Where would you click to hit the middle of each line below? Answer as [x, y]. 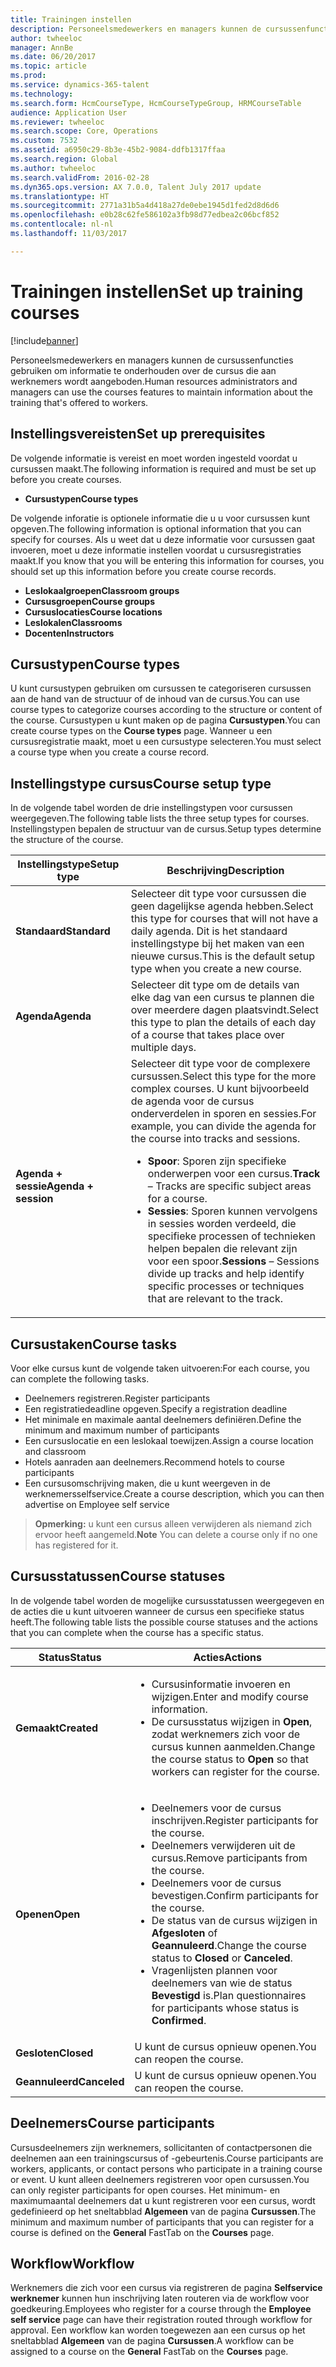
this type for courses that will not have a [224, 919]
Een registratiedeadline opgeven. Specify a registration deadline [156, 1408]
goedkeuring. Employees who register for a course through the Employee [161, 2309]
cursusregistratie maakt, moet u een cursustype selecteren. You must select [166, 742]
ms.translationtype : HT [60, 196]
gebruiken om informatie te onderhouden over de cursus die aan [143, 370]
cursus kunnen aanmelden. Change [233, 1746]
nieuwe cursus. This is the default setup [222, 956]
